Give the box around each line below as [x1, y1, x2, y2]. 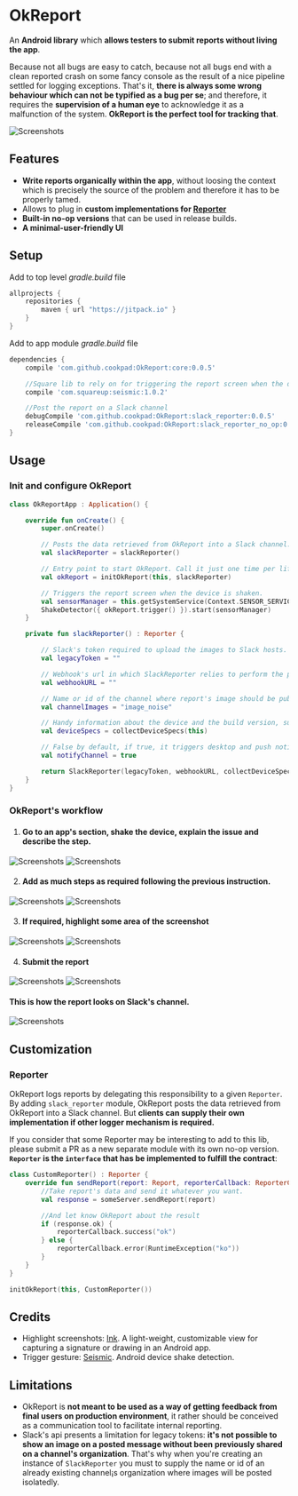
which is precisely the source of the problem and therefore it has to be [21, 184, 279, 195]
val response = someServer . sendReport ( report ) [41, 1195, 216, 1204]
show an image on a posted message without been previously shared [21, 1439, 283, 1450]
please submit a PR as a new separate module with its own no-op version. [9, 1143, 279, 1155]
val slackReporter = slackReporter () [41, 548, 180, 558]
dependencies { [9, 354, 66, 364]
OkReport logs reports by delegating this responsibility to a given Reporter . [9, 1089, 283, 1100]
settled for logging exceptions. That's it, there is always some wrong [9, 80, 263, 91]
